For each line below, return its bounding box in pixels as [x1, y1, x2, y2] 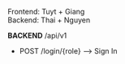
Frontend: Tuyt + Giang [7, 7, 85, 16]
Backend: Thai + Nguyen [7, 15, 91, 25]
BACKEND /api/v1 [7, 31, 67, 40]
